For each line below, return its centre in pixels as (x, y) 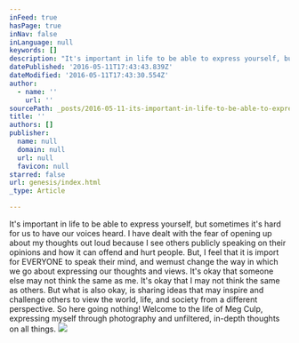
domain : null (41, 149)
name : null (37, 141)
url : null (35, 158)
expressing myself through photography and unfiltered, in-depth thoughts (145, 318)
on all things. (32, 329)
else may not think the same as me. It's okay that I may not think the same (145, 280)
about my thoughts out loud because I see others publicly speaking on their (148, 243)
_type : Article (37, 191)
